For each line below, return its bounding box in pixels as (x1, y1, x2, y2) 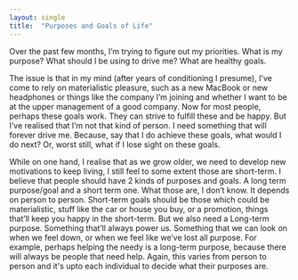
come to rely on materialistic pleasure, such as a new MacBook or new (9, 82, 269, 93)
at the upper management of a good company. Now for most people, (9, 101, 262, 111)
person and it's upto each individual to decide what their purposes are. (9, 260, 269, 271)
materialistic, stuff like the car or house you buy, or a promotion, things (9, 203, 269, 214)
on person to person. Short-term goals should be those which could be (9, 194, 270, 205)
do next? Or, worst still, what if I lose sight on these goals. (9, 139, 221, 150)
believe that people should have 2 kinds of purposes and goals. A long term (9, 175, 286, 185)
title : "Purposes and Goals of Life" (9, 21, 153, 30)
